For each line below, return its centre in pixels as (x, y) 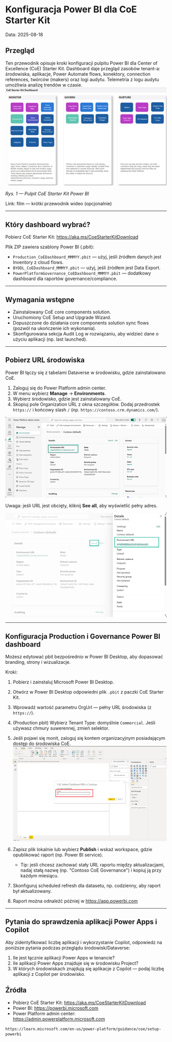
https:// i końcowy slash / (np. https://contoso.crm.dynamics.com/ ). (86, 409)
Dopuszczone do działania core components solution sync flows (81, 323)
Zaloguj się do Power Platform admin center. (59, 388)
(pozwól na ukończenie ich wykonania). (54, 328)
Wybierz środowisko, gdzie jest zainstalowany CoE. (67, 399)
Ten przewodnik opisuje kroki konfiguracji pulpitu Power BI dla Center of (81, 63)
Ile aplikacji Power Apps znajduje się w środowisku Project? (76, 963)
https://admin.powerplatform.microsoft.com (59, 1019)
